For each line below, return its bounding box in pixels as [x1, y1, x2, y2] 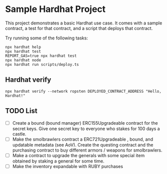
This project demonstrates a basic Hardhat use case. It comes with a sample [5, 20, 163, 26]
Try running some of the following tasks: [5, 35, 88, 41]
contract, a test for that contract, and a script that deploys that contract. [5, 25, 153, 31]
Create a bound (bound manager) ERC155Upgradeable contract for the [12, 120, 158, 126]
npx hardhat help [5, 44, 41, 49]
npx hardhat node [5, 57, 41, 63]
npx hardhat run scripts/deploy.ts [5, 62, 79, 67]
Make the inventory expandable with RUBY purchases [12, 163, 123, 169]
